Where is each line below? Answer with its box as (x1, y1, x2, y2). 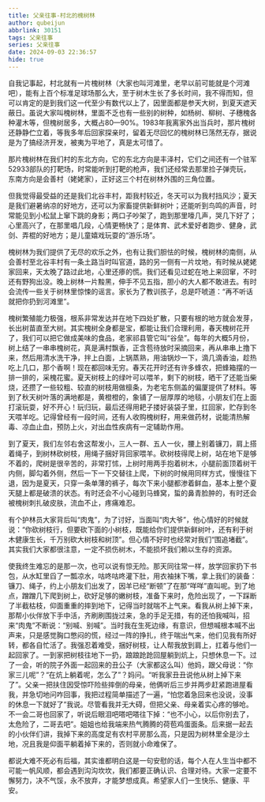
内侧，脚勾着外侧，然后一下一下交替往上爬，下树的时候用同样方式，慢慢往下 (8, 468, 257, 478)
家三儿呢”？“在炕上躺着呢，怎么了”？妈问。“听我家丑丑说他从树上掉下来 (8, 669, 242, 680)
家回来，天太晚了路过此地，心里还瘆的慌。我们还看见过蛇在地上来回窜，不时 (8, 266, 257, 277)
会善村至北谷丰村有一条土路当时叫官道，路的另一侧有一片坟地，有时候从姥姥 (8, 257, 257, 266)
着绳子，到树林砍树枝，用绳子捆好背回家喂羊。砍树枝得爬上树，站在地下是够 (8, 448, 257, 458)
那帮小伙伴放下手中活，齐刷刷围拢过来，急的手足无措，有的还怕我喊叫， (8, 610, 243, 620)
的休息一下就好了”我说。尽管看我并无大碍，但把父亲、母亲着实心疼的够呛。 (8, 699, 254, 709)
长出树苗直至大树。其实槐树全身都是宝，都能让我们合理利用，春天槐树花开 (8, 323, 250, 333)
